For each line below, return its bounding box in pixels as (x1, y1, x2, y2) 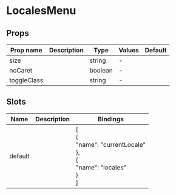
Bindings (97, 115, 124, 123)
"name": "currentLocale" (75, 140, 146, 149)
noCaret (9, 66, 33, 74)
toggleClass (9, 76, 44, 84)
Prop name (10, 46, 42, 54)
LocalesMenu (6, 4, 76, 18)
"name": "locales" (75, 163, 127, 171)
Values (118, 46, 140, 54)
